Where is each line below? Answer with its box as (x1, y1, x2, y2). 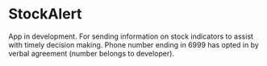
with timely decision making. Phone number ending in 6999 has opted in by (8, 39, 260, 49)
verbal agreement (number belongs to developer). (8, 48, 175, 58)
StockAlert (8, 5, 82, 23)
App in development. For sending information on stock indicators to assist (8, 31, 254, 41)
